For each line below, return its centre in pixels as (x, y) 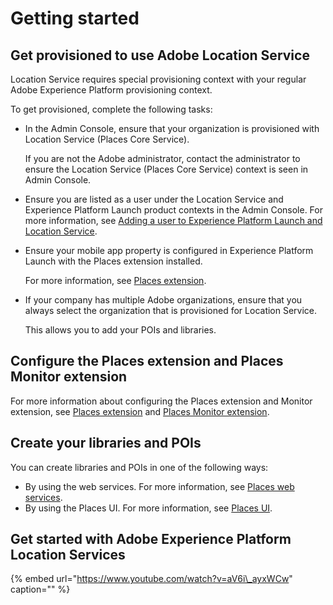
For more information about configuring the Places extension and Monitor (161, 401)
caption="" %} (40, 589)
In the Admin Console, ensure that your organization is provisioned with (172, 128)
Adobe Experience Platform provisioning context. (111, 90)
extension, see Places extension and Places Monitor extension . (140, 411)
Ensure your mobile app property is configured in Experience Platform (169, 250)
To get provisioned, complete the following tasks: (111, 109)
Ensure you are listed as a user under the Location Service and (154, 199)
